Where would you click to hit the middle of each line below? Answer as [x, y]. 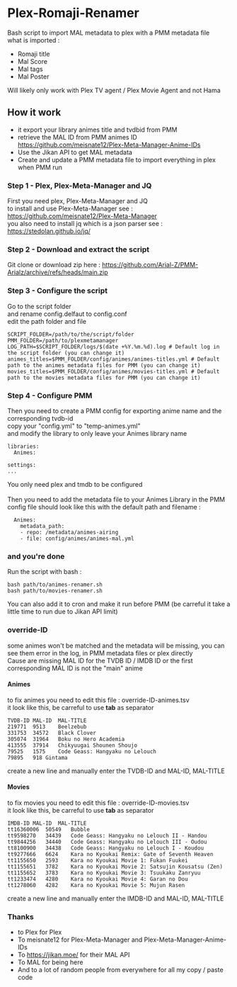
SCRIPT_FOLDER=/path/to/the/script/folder [71, 334]
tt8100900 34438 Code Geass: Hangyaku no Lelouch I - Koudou [105, 848]
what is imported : [34, 40]
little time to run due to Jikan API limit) [63, 611]
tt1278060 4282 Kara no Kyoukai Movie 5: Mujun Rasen [96, 885]
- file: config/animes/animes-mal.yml [77, 538]
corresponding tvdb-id [40, 418]
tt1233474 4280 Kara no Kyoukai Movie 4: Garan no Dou [98, 879]
